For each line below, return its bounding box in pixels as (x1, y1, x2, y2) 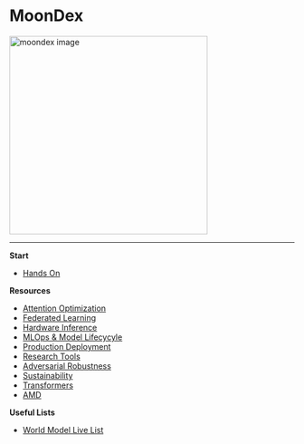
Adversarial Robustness (22, 360, 111, 372)
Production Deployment (22, 341, 111, 352)
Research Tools (22, 351, 81, 362)
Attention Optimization (22, 303, 107, 314)
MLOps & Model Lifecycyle (22, 332, 123, 343)
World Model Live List (22, 424, 104, 435)
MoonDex (9, 5, 84, 26)
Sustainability (22, 370, 73, 381)
